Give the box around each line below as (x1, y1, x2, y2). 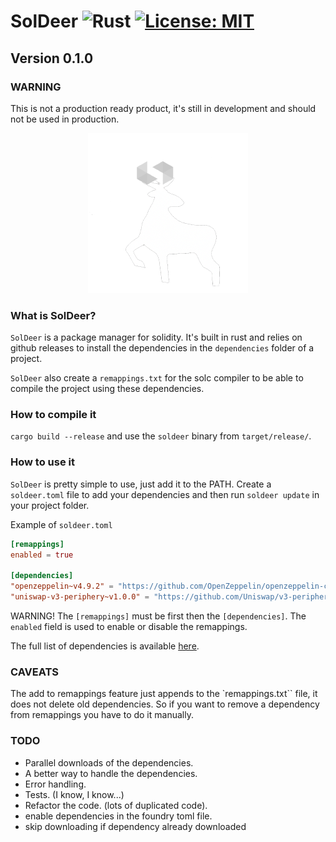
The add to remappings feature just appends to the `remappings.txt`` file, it (10, 688, 318, 700)
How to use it (10, 455, 75, 469)
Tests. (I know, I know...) (24, 788, 125, 800)
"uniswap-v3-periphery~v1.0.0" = (10, 592, 150, 602)
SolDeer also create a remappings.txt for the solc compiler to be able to (10, 372, 304, 384)
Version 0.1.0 (10, 50, 94, 67)
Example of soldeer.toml (10, 518, 113, 530)
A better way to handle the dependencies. (24, 767, 198, 779)
